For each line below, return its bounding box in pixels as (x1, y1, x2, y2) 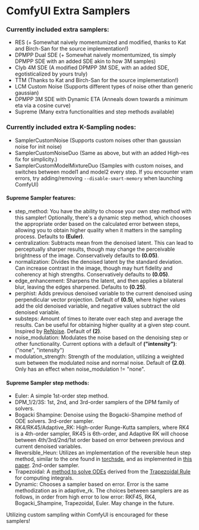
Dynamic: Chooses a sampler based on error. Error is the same (14, 481, 169, 488)
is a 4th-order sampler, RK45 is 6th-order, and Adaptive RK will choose (14, 430, 189, 437)
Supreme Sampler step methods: (6, 379, 90, 386)
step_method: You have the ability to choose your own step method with (14, 207, 192, 214)
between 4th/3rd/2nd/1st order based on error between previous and (14, 437, 184, 444)
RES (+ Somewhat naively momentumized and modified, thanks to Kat (14, 39, 186, 46)
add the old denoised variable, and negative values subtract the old (14, 302, 180, 310)
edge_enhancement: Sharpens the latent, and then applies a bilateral (14, 277, 183, 284)
